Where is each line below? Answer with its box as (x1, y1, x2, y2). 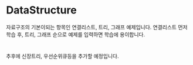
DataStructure (6, 4, 77, 17)
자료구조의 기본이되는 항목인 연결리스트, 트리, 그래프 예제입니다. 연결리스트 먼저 (6, 23, 188, 30)
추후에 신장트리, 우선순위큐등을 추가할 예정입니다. (6, 53, 119, 60)
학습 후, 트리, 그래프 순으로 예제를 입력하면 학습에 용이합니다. (6, 30, 145, 38)
